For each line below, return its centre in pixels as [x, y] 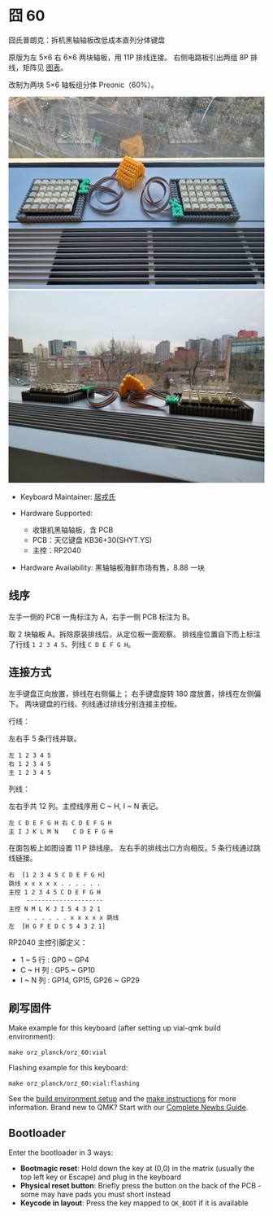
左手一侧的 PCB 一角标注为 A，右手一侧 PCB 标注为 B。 [102, 617]
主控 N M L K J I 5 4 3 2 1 [55, 909]
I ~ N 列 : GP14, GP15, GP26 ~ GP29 [80, 980]
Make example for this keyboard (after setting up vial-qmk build [115, 1028]
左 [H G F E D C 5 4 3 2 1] [57, 926]
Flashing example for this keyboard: [68, 1068]
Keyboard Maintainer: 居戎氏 [68, 496]
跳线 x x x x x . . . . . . [55, 883]
